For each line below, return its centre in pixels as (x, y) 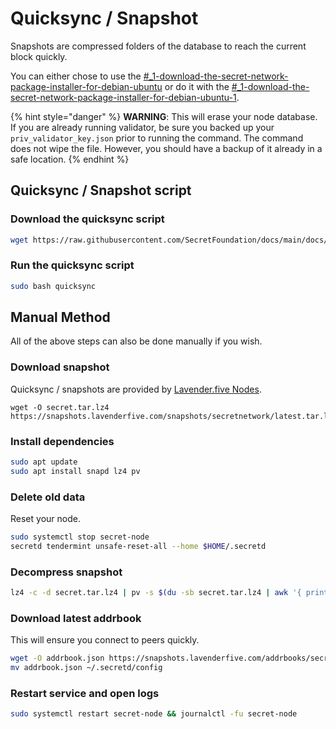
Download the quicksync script (87, 219)
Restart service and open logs (85, 694)
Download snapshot (60, 367)
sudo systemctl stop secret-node (80, 537)
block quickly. (39, 56)
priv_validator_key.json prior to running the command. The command (157, 138)
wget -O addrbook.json (57, 658)
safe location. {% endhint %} (70, 159)
